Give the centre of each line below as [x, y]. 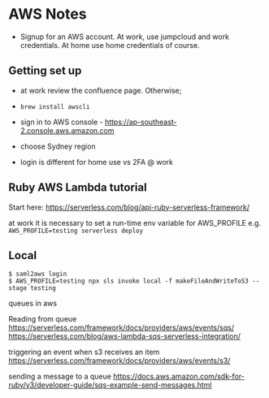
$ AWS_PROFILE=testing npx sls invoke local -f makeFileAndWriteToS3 [129, 281]
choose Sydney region [58, 146]
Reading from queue [43, 319]
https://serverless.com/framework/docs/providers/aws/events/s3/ [119, 361]
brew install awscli [55, 106]
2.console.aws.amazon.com [67, 130]
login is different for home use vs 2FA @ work [96, 162]
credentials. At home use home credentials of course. [110, 45]
